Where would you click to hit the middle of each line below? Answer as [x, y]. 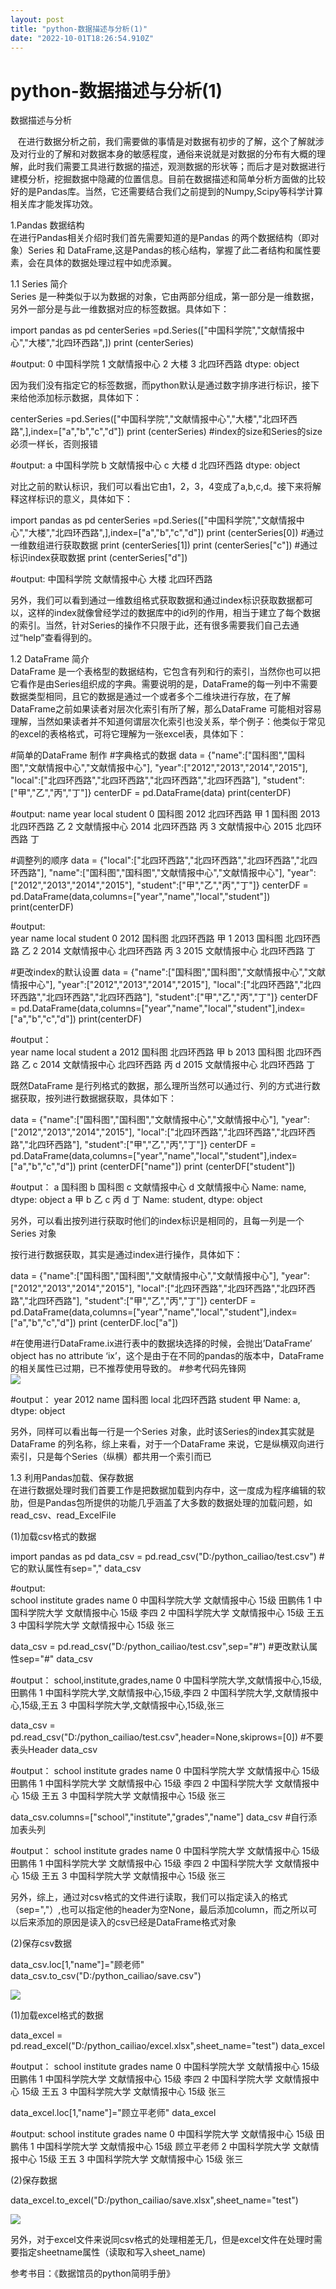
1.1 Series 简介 [39, 284]
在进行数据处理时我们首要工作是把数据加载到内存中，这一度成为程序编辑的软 [168, 1490]
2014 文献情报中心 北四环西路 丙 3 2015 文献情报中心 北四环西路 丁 [178, 951]
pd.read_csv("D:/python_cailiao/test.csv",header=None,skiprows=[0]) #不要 [167, 1737]
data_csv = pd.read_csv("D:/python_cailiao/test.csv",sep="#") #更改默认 [160, 1647]
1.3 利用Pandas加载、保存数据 [72, 1478]
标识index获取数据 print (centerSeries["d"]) [99, 558]
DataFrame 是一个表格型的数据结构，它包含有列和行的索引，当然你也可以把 [165, 672]
